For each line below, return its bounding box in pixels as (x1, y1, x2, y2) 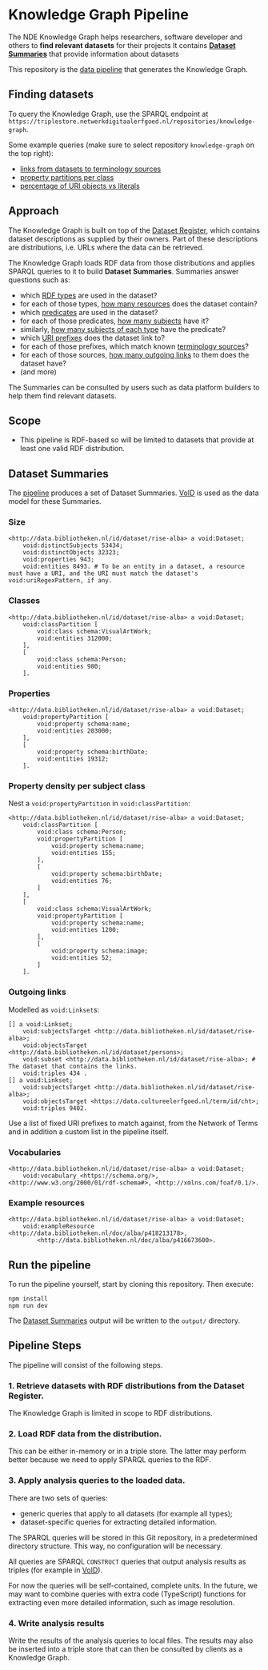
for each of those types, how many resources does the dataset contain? (19, 298, 258, 309)
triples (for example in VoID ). (8, 1565, 102, 1575)
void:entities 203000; (37, 727, 113, 735)
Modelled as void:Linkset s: (8, 1005, 100, 1014)
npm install (8, 1295, 48, 1303)
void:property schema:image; (50, 947, 149, 955)
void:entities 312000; (37, 634, 113, 642)
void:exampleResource (22, 1222, 94, 1231)
